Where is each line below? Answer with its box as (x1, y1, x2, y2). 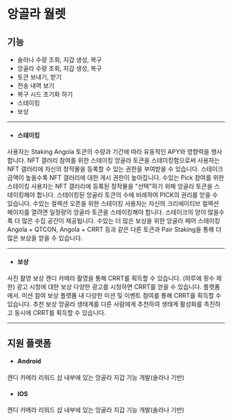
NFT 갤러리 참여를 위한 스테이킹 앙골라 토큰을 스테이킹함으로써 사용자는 (27, 156, 220, 164)
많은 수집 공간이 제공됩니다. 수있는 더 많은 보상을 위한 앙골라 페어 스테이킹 (21, 217, 221, 225)
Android (17, 357, 41, 365)
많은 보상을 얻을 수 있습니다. (7, 234, 83, 242)
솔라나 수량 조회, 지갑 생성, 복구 (17, 56, 102, 64)
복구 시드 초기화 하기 (17, 90, 73, 98)
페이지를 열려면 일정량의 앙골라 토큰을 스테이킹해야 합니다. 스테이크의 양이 (7, 208, 206, 216)
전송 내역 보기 (17, 82, 55, 90)
